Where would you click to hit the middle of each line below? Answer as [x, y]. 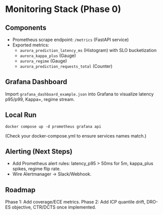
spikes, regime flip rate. [36, 169]
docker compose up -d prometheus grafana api [53, 126]
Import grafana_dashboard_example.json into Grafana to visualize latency [80, 94]
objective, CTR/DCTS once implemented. [54, 207]
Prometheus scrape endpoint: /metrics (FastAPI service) [71, 39]
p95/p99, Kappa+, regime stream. [40, 99]
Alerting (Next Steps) [39, 152]
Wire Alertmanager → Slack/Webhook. [52, 174]
